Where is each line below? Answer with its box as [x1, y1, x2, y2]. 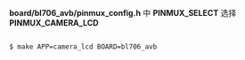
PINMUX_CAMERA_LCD [9, 18, 100, 28]
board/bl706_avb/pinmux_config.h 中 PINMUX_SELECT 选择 [9, 8, 237, 18]
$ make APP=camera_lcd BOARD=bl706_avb [9, 42, 158, 51]
